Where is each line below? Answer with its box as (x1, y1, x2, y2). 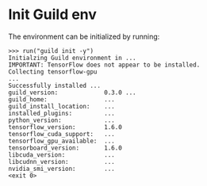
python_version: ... (8, 116, 115, 124)
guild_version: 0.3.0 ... (8, 89, 136, 97)
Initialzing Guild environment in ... (8, 54, 136, 62)
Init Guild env (8, 6, 98, 24)
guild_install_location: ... (8, 102, 115, 110)
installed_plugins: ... (8, 109, 115, 117)
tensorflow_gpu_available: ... (8, 137, 115, 145)
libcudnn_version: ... (8, 158, 115, 165)
